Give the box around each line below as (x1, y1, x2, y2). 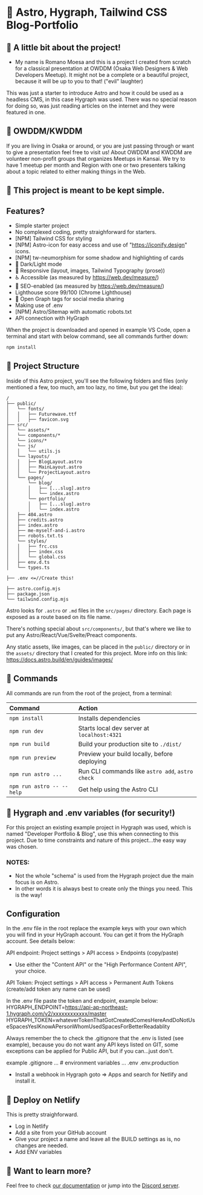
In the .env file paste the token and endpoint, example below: (6, 997, 158, 1005)
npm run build (9, 740, 50, 747)
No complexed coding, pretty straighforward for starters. (14, 228, 157, 236)
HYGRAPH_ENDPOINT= (6, 1003, 65, 1011)
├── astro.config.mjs (6, 586, 61, 592)
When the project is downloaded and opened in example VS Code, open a (6, 326, 190, 334)
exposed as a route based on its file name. (6, 613, 112, 620)
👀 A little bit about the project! (6, 42, 121, 53)
